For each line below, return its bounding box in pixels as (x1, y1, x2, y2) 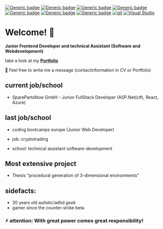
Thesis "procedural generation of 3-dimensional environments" (12, 172, 140, 178)
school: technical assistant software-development (12, 146, 113, 151)
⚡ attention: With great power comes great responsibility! (5, 217, 144, 224)
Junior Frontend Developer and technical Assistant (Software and (5, 43, 141, 49)
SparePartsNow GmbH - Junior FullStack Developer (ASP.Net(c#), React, (12, 94, 159, 100)
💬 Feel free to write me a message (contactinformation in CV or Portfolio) (5, 67, 151, 73)
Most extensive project (5, 159, 77, 168)
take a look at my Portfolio (5, 58, 58, 63)
